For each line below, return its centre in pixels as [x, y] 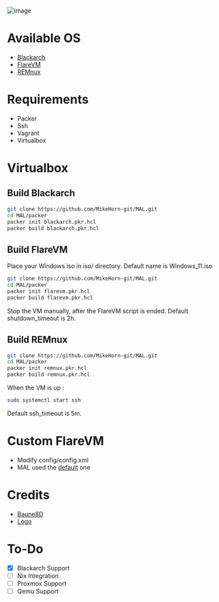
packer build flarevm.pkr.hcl [50, 298]
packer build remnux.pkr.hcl [49, 375]
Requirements [48, 100]
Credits [28, 495]
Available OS [44, 38]
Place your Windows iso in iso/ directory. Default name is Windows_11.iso [110, 266]
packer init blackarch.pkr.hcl [52, 222]
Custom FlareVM [56, 441]
